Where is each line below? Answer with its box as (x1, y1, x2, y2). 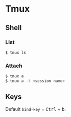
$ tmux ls (5, 50, 27, 55)
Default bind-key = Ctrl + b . (5, 106, 66, 112)
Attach (5, 62, 22, 69)
